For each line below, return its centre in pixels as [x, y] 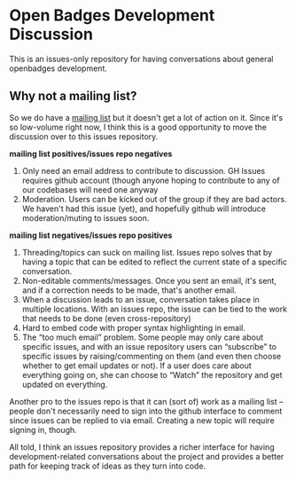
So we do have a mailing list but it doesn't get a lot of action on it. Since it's [146, 117]
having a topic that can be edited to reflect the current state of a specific [155, 262]
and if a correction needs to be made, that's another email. [129, 290]
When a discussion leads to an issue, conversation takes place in [140, 299]
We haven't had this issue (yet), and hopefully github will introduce [144, 209]
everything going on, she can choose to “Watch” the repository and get [152, 374]
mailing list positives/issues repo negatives [91, 153]
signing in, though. [43, 429]
